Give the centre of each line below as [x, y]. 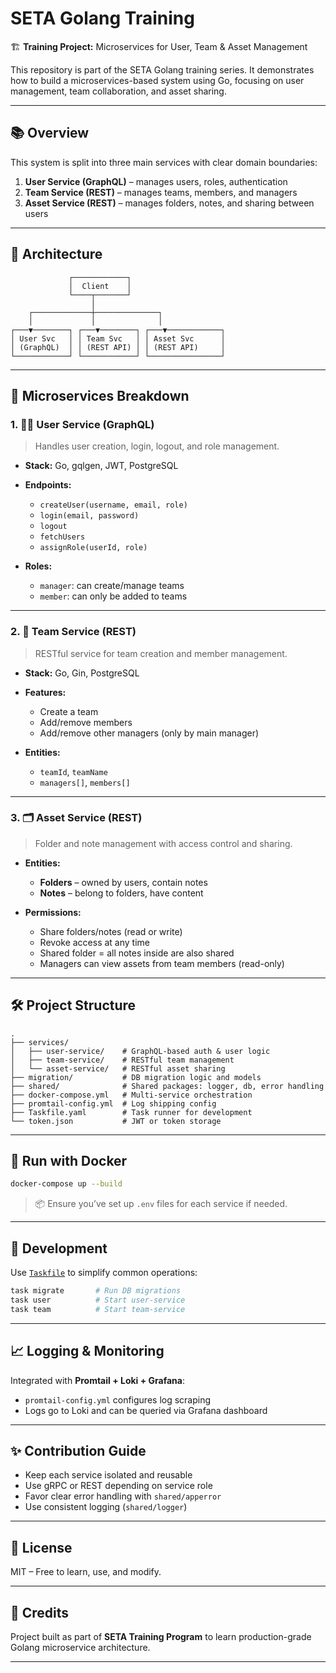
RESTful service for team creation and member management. [161, 653]
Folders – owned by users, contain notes [123, 882]
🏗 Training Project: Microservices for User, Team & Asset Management [159, 46]
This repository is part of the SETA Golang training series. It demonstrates [162, 69]
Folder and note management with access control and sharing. [163, 843]
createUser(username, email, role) [113, 505]
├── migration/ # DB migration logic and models [136, 1077]
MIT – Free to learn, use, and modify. [86, 1572]
